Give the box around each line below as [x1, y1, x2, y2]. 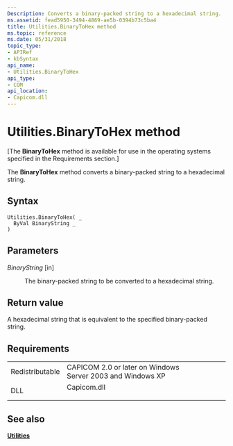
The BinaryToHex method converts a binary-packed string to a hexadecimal [7, 167, 225, 176]
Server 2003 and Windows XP [67, 371, 166, 381]
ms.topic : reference [7, 29, 67, 37]
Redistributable [10, 367, 60, 377]
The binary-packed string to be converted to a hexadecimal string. [24, 276, 214, 285]
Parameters [7, 245, 59, 257]
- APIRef [7, 49, 33, 56]
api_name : [7, 62, 36, 69]
